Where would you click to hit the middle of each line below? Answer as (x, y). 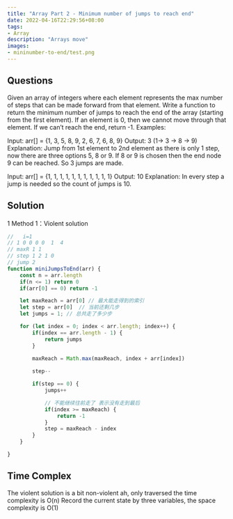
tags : (15, 26)
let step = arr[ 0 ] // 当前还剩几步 (70, 307)
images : (18, 46)
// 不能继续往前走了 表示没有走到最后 (92, 403)
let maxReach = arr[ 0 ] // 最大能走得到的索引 (82, 301)
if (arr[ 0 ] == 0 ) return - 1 (59, 288)
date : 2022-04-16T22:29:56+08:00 (56, 20)
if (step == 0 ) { (56, 384)
